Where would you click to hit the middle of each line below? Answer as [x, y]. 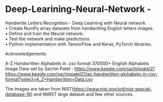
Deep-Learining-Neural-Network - [78, 9]
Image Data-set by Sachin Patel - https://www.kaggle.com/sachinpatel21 [80, 69]
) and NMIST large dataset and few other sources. [82, 94]
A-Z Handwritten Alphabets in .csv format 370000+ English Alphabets [77, 63]
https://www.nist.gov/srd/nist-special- [112, 89]
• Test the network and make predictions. [48, 39]
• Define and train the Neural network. [44, 33]
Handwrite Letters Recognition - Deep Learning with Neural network [75, 23]
